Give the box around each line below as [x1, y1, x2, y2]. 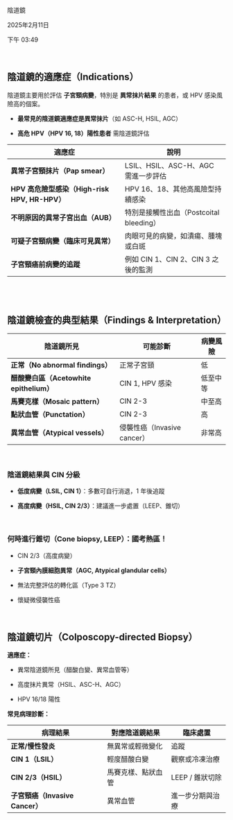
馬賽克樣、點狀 [107, 767, 156, 777]
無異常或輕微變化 [107, 742, 163, 751]
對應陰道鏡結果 [111, 728, 161, 737]
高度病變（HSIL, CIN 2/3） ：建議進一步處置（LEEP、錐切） [17, 502, 184, 510]
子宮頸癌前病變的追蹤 [10, 259, 81, 269]
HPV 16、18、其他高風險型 [124, 184, 215, 194]
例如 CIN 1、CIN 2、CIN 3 [124, 254, 210, 264]
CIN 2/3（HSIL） [10, 773, 67, 783]
